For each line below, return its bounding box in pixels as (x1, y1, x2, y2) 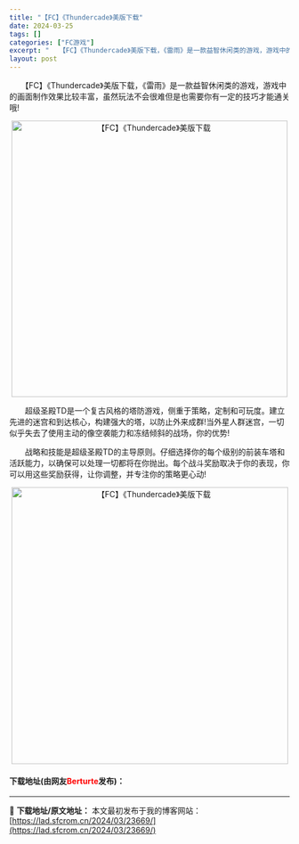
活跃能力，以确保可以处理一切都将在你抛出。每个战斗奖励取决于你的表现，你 (9, 458, 290, 468)
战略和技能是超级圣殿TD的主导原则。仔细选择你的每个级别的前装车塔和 (24, 447, 286, 457)
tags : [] (9, 29, 42, 38)
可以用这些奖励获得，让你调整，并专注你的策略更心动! (9, 469, 207, 479)
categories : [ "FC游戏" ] (9, 37, 95, 47)
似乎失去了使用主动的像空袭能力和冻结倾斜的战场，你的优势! (9, 428, 230, 438)
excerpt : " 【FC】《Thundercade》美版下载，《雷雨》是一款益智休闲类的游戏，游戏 (9, 46, 280, 55)
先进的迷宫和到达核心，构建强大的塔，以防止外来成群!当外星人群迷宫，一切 (9, 416, 285, 427)
